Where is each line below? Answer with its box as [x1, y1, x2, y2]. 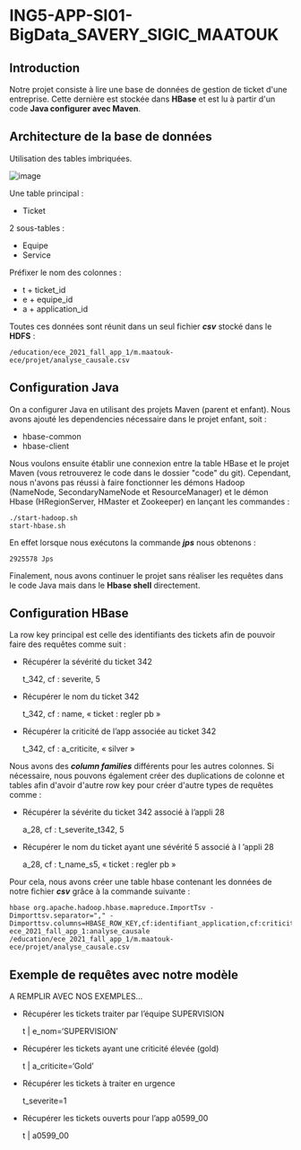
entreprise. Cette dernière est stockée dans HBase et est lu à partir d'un [9, 93, 276, 104]
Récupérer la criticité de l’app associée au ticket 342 [21, 726, 217, 737]
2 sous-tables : [9, 222, 65, 234]
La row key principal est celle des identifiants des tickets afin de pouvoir [9, 630, 276, 641]
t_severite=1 [21, 1095, 67, 1106]
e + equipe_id [21, 294, 73, 305]
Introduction [9, 60, 81, 75]
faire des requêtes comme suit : [9, 639, 127, 650]
